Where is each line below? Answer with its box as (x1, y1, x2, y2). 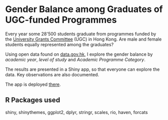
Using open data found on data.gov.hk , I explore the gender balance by (5, 51, 153, 57)
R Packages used (5, 96, 60, 104)
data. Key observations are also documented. (5, 71, 100, 77)
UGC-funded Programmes (5, 14, 117, 26)
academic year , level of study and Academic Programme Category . (5, 56, 146, 62)
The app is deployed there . (5, 81, 61, 87)
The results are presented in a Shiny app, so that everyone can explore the (5, 66, 160, 72)
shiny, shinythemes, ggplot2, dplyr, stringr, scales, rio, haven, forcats (5, 109, 148, 115)
